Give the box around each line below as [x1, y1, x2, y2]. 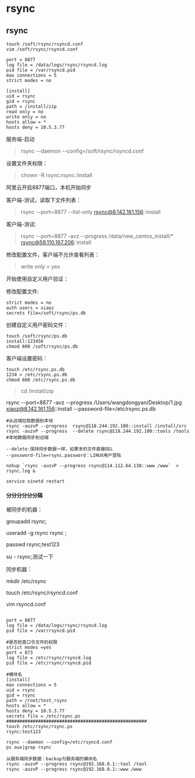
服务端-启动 [6, 136, 35, 143]
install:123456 [6, 338, 44, 344]
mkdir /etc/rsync [6, 578, 47, 585]
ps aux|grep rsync [6, 745, 52, 751]
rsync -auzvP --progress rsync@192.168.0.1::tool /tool [6, 761, 147, 767]
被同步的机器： [6, 506, 43, 513]
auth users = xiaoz [6, 305, 55, 311]
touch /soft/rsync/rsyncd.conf [6, 41, 84, 47]
